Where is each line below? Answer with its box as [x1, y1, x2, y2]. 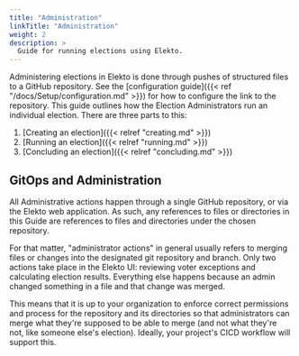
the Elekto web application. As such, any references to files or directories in [9, 205, 290, 216]
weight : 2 [9, 30, 47, 39]
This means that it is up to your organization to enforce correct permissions [9, 298, 289, 309]
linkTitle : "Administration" [9, 22, 119, 31]
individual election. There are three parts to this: [9, 110, 187, 121]
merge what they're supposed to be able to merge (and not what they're [9, 317, 277, 328]
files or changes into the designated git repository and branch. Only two [9, 251, 276, 262]
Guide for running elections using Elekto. [17, 47, 183, 56]
